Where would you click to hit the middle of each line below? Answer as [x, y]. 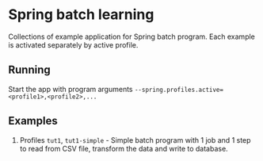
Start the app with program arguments [71, 89]
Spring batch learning [81, 15]
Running [30, 70]
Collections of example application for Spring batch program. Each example [132, 36]
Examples [33, 121]
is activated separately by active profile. [73, 44]
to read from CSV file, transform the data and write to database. [124, 148]
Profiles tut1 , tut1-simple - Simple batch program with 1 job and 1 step [135, 140]
